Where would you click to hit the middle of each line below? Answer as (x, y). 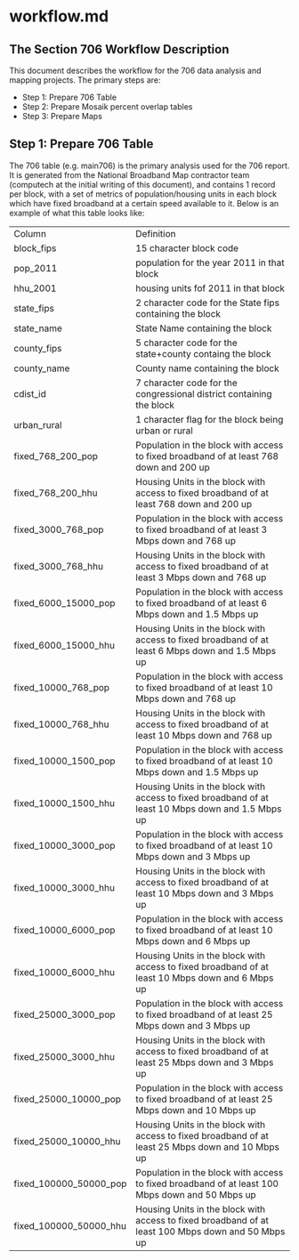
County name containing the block (207, 368)
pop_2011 (36, 268)
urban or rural (164, 431)
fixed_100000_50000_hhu (70, 1225)
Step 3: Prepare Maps (62, 116)
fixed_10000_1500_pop (65, 761)
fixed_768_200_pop (56, 456)
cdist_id (30, 393)
